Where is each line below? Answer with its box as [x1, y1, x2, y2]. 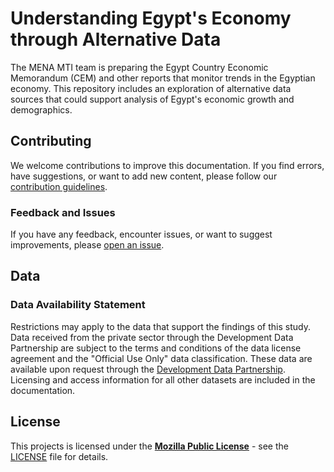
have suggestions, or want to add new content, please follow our [10, 170, 278, 182]
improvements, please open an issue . [10, 239, 165, 251]
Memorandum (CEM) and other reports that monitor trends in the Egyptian [10, 72, 316, 84]
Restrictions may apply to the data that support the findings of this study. [10, 320, 311, 332]
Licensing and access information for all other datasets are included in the [10, 373, 316, 386]
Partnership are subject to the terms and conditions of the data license [10, 342, 302, 354]
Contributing [10, 133, 92, 150]
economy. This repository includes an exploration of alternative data [10, 82, 292, 94]
